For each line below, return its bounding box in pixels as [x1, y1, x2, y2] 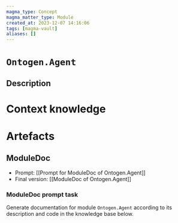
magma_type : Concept [6, 8, 58, 15]
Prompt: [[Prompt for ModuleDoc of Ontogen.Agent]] [14, 169, 146, 176]
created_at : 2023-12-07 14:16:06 [6, 20, 90, 26]
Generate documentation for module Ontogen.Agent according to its [6, 204, 173, 211]
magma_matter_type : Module [6, 14, 74, 20]
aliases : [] [6, 31, 36, 37]
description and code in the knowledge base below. [6, 210, 134, 218]
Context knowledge [6, 102, 106, 115]
